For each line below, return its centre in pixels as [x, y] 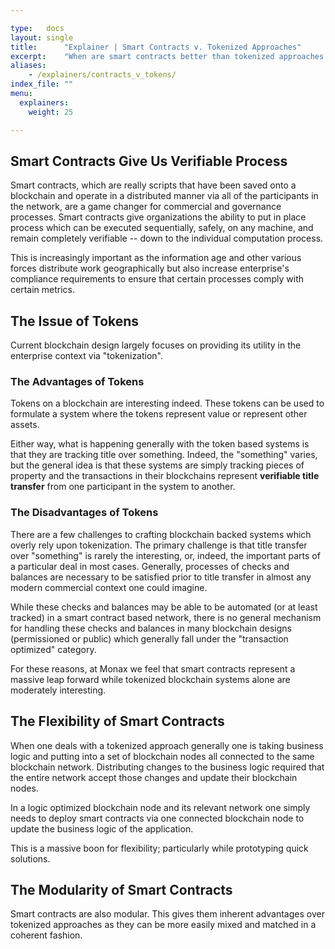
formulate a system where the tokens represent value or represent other [159, 414]
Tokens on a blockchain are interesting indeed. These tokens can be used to [167, 403]
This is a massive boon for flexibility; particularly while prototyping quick [159, 848]
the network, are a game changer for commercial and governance [146, 207]
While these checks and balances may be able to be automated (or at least [164, 607]
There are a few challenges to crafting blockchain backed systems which [161, 534]
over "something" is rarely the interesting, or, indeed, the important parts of [165, 555]
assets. [25, 425]
